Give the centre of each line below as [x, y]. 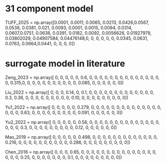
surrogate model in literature [65, 64]
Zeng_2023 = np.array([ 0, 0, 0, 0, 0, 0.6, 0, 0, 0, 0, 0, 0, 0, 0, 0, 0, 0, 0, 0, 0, [82, 77]
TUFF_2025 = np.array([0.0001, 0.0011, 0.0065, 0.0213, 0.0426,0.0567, [77, 22]
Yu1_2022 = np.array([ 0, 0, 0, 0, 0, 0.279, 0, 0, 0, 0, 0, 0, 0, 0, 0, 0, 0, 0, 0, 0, [83, 107]
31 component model [49, 9]
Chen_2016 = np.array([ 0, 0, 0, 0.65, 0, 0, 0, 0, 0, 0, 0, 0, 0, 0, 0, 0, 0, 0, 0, [81, 152]
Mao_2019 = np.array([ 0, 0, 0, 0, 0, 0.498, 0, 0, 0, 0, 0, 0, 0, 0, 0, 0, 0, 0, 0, [82, 137]
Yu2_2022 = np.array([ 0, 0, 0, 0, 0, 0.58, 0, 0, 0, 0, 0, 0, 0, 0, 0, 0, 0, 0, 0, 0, [83, 122]
